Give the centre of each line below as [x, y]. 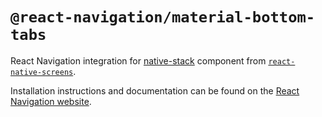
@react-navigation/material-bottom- [163, 17]
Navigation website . [51, 101]
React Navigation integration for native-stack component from [138, 60]
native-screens [42, 72]
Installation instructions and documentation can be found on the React [155, 90]
